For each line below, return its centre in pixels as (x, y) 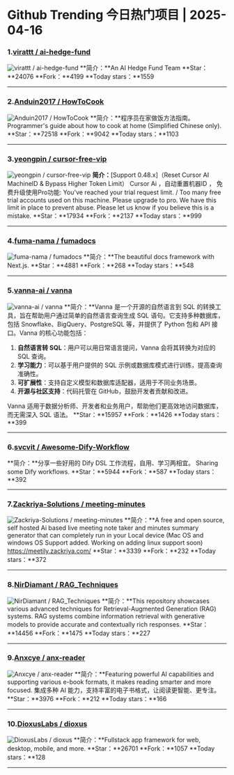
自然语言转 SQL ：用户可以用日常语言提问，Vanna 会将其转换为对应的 (116, 347)
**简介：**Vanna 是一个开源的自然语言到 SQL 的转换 (140, 306)
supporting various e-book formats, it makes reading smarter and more (109, 682)
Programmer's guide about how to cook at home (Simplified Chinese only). (114, 125)
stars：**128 (26, 758)
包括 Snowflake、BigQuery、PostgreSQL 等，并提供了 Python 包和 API (109, 324)
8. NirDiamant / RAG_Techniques (63, 585)
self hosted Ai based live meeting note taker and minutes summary (103, 528)
